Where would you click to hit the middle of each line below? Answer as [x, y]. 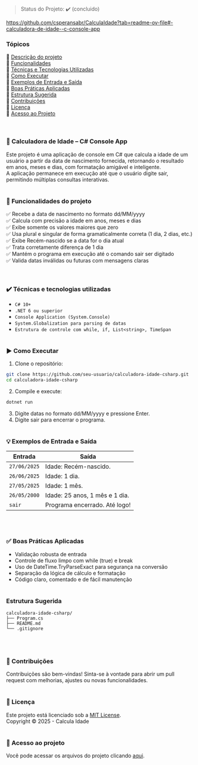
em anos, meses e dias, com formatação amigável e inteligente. [84, 167]
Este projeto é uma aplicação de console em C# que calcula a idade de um [97, 154]
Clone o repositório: [39, 364]
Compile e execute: [38, 391]
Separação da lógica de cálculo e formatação [70, 573]
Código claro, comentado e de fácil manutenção [73, 579]
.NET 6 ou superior [39, 311]
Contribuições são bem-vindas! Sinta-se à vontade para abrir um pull [90, 674]
